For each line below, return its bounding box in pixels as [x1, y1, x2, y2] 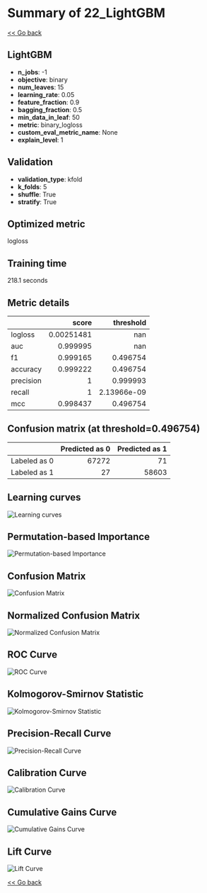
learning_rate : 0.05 [17, 90, 75, 99]
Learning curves [7, 491, 81, 504]
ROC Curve [7, 648, 58, 661]
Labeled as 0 [11, 456, 54, 466]
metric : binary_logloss [17, 120, 83, 129]
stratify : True [17, 197, 57, 206]
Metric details [7, 296, 70, 309]
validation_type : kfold [17, 175, 83, 184]
